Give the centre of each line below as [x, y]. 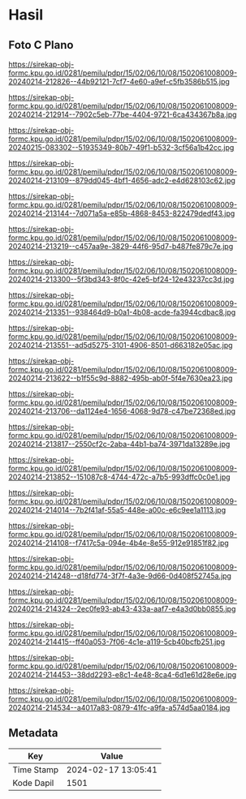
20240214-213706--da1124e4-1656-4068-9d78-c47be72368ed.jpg [122, 411]
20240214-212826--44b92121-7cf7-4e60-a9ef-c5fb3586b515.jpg [119, 82]
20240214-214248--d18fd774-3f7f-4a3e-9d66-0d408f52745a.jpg [120, 576]
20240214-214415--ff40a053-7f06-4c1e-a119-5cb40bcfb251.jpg [117, 642]
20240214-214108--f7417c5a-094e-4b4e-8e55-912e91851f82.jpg [119, 543]
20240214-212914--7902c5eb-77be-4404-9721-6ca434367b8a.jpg [123, 114]
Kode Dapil [33, 783]
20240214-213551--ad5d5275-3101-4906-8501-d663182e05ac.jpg [121, 345]
